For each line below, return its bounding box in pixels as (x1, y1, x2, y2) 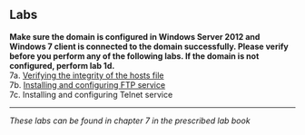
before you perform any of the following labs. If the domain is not (9, 50, 260, 62)
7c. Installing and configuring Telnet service (9, 89, 173, 100)
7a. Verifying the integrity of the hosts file (9, 70, 164, 81)
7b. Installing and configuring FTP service (9, 79, 166, 90)
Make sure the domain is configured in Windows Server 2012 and (9, 31, 261, 42)
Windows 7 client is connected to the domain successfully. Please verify (9, 41, 289, 52)
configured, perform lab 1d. (9, 60, 115, 71)
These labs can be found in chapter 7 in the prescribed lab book (9, 115, 251, 126)
